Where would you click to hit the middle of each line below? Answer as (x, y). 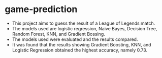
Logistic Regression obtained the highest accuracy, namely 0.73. (80, 50)
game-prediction (41, 9)
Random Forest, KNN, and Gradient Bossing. (58, 34)
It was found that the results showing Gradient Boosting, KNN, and (82, 44)
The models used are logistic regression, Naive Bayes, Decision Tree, (85, 28)
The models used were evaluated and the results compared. (75, 39)
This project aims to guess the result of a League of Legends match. (84, 23)
